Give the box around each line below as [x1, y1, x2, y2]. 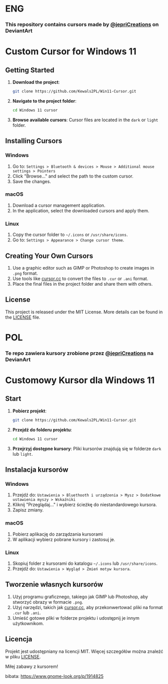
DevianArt [5, 356, 31, 363]
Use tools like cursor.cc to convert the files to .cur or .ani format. [12, 275, 148, 282]
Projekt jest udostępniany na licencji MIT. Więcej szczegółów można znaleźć [5, 648, 163, 654]
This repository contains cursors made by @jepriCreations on [5, 21, 159, 28]
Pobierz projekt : [12, 408, 47, 414]
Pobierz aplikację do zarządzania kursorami [12, 531, 103, 537]
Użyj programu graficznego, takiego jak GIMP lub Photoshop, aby [12, 593, 148, 600]
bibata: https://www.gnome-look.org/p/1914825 [5, 673, 104, 679]
